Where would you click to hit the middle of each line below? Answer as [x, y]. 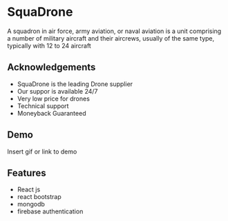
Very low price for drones [53, 98]
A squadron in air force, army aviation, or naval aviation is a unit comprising [114, 31]
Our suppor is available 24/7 [57, 91]
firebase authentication [50, 211]
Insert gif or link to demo [42, 151]
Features [27, 173]
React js [29, 189]
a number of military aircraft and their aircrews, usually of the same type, [111, 38]
